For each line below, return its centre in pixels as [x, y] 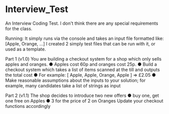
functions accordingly [28, 106]
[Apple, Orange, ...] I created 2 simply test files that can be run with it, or [80, 43]
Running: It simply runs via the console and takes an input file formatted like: [84, 38]
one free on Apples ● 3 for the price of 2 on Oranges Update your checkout [84, 101]
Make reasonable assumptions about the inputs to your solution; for [75, 80]
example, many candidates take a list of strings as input [63, 85]
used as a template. [26, 49]
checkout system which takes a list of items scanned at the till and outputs [82, 70]
